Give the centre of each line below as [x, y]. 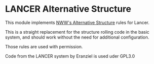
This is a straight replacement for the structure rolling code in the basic [77, 32]
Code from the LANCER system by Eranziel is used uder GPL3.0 [70, 56]
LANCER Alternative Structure [68, 9]
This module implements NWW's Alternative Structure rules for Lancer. [77, 22]
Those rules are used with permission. [44, 46]
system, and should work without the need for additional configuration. [77, 37]
